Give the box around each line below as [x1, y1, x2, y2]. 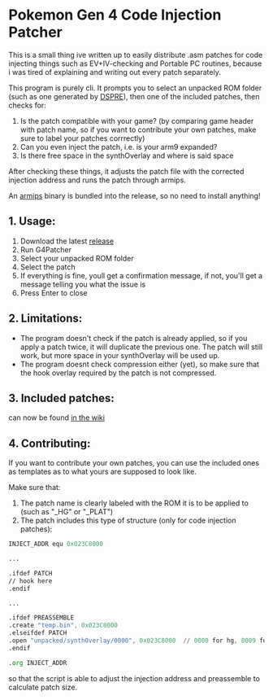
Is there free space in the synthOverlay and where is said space [19, 151, 234, 160]
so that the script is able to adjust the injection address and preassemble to [8, 673, 260, 683]
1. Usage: [8, 214, 56, 229]
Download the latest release [19, 236, 115, 246]
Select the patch [19, 262, 76, 272]
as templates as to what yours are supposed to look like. [8, 466, 197, 477]
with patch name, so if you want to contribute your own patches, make [19, 125, 257, 134]
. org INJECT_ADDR [8, 658, 67, 667]
